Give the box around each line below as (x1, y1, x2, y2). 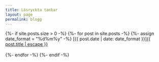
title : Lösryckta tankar (5, 7, 58, 13)
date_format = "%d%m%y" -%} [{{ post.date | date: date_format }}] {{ (5, 36, 151, 42)
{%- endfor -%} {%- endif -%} (5, 52, 70, 58)
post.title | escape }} (5, 41, 48, 47)
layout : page (5, 12, 33, 17)
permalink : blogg (5, 17, 42, 22)
